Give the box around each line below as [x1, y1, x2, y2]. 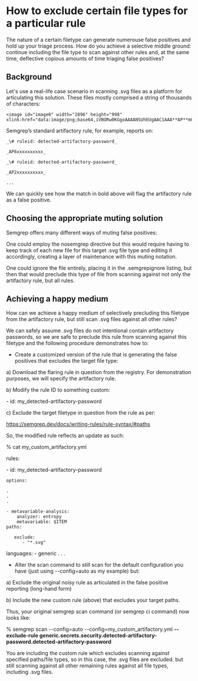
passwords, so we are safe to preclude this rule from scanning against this [6, 333, 187, 340]
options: [6, 478, 28, 484]
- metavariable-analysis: [6, 508, 70, 515]
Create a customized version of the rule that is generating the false [14, 351, 177, 358]
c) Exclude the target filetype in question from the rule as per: [6, 409, 156, 416]
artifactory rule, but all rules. [6, 277, 75, 284]
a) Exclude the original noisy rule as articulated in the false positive [6, 579, 169, 586]
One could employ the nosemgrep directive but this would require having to [6, 240, 190, 247]
